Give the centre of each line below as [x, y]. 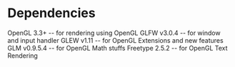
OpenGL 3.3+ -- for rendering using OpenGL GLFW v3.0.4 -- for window [114, 33]
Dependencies [51, 13]
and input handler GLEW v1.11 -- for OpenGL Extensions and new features [115, 40]
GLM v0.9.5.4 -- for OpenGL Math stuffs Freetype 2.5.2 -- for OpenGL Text [117, 48]
